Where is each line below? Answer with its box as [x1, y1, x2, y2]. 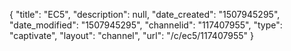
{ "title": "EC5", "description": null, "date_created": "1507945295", [9, 9, 281, 20]
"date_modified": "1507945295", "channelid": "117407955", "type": [9, 19, 283, 31]
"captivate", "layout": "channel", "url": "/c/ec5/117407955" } [9, 30, 254, 41]
